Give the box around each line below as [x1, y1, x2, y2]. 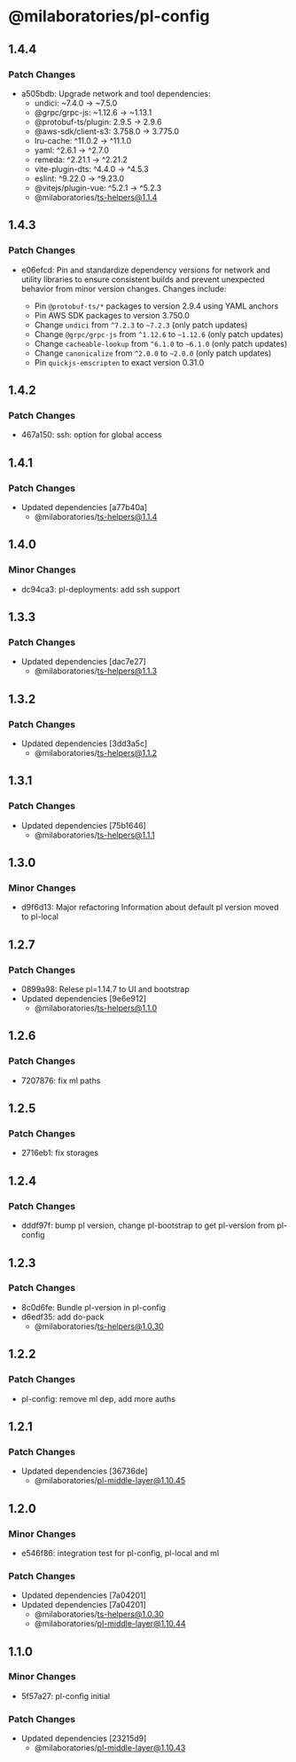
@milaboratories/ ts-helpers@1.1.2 [34, 748, 158, 758]
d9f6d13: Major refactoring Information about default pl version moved [20, 902, 279, 913]
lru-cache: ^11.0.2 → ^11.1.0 [34, 135, 132, 146]
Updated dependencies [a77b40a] [20, 501, 148, 512]
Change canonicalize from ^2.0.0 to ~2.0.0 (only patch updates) [34, 348, 272, 358]
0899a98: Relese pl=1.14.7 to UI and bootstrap [20, 984, 190, 995]
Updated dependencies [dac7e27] [20, 657, 147, 667]
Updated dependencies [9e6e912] [20, 994, 147, 1004]
